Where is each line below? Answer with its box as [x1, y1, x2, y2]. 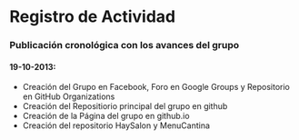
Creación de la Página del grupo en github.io [22, 111, 190, 122]
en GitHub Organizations [22, 91, 115, 102]
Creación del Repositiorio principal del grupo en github [22, 101, 228, 112]
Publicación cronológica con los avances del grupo [9, 39, 239, 52]
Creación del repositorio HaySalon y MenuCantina [22, 120, 211, 131]
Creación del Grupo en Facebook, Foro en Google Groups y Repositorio [22, 82, 291, 93]
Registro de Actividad [9, 6, 175, 27]
